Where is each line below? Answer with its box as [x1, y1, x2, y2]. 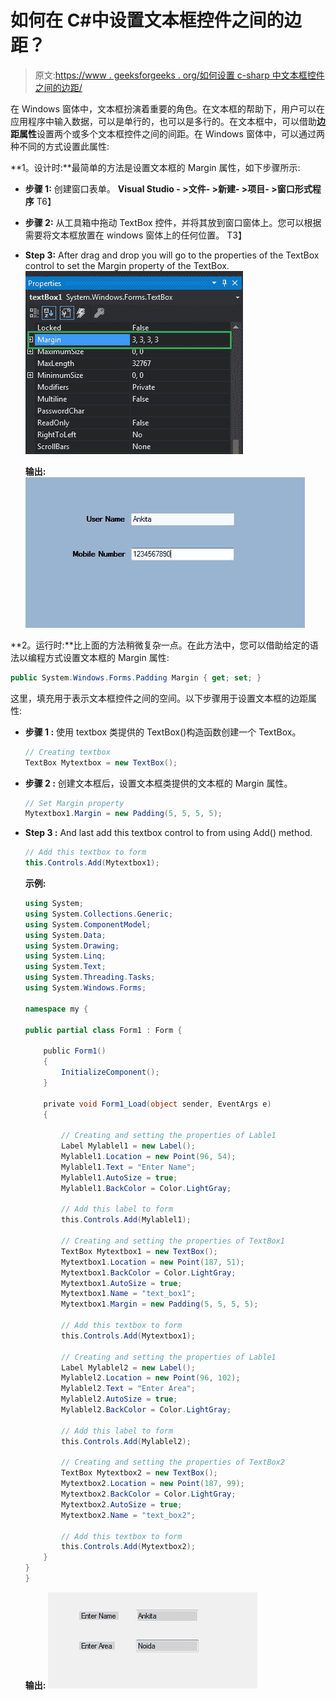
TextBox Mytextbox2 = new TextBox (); [61, 1468, 218, 1478]
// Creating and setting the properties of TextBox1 [61, 1236, 286, 1246]
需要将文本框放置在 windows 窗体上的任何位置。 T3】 [24, 229, 247, 241]
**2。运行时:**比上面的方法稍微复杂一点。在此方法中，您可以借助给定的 [10, 639, 310, 651]
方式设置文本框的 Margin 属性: [44, 651, 170, 663]
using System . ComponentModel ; [24, 919, 152, 930]
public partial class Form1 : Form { [24, 1025, 183, 1035]
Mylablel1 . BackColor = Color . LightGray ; [61, 1183, 232, 1193]
